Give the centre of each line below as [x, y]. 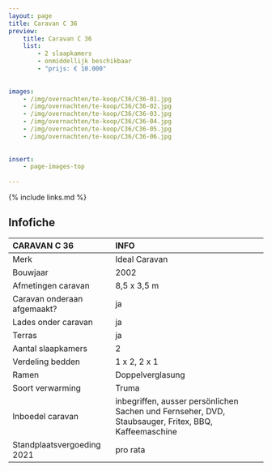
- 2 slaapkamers [65, 54]
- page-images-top [54, 167]
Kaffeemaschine [147, 431]
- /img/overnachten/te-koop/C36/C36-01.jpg [98, 99]
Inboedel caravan [46, 416]
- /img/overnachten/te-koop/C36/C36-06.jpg [98, 136]
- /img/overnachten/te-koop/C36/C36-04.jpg [98, 122]
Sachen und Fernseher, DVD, [170, 411]
